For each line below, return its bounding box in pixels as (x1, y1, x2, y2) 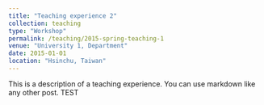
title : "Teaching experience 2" (8, 11, 117, 20)
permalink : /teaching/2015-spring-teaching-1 (8, 34, 164, 43)
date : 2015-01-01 (8, 49, 67, 57)
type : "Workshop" (8, 27, 67, 35)
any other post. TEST (8, 87, 79, 97)
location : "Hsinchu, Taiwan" (8, 57, 107, 65)
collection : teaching (8, 19, 82, 27)
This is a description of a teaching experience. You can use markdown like (8, 78, 256, 89)
